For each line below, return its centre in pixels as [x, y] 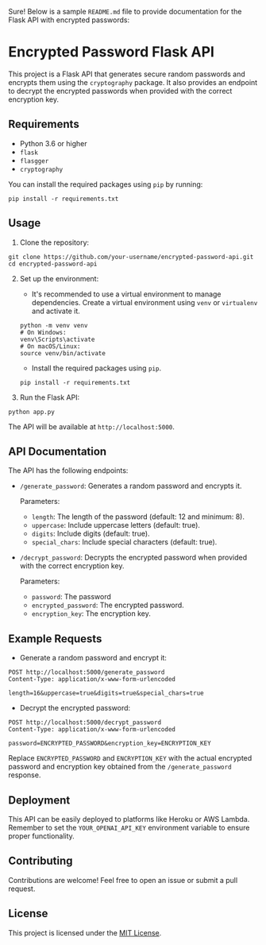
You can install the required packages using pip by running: [106, 184]
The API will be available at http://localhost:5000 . [91, 426]
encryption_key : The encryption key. [91, 614]
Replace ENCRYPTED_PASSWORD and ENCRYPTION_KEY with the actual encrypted [130, 758]
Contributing [40, 861]
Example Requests [55, 639]
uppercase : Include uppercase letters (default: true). [116, 525]
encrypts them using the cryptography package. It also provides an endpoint [133, 82]
